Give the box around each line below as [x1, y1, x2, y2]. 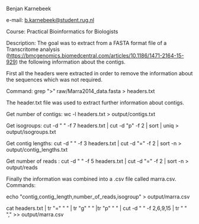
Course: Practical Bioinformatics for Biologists [6, 28, 118, 35]
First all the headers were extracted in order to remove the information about [6, 70, 193, 76]
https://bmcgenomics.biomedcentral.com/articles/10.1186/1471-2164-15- [8, 52, 184, 59]
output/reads [6, 164, 38, 171]
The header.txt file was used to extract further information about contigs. [6, 99, 185, 106]
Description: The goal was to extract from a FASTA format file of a [6, 40, 167, 46]
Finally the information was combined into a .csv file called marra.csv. [6, 175, 176, 183]
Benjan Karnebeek [6, 5, 52, 12]
